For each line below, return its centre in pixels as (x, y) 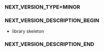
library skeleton (28, 31)
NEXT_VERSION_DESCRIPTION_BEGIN (52, 20)
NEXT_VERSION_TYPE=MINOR (42, 7)
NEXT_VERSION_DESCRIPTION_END (49, 44)
